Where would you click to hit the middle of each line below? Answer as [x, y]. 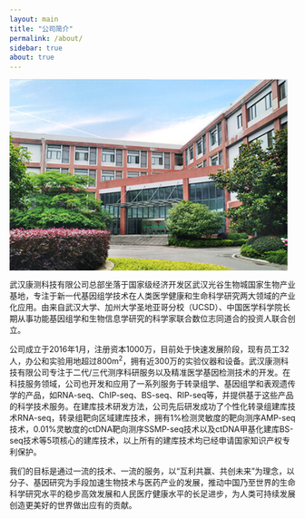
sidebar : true [36, 48]
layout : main [34, 19]
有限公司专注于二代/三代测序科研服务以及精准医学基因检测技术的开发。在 [154, 372]
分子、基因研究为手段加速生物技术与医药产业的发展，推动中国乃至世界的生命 [152, 482]
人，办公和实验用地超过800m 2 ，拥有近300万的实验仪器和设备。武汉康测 [145, 360]
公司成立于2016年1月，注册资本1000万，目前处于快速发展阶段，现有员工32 [149, 349]
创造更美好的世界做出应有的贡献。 [73, 504]
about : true [32, 58]
